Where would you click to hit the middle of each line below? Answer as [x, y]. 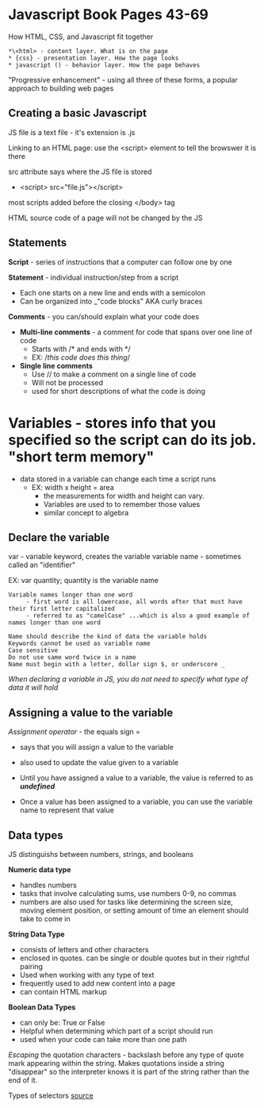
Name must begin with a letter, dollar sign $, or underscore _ [117, 665]
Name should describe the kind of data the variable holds [108, 637]
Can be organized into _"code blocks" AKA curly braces [111, 301]
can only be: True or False [62, 1022]
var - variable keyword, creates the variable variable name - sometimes [125, 557]
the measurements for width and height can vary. [124, 496]
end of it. [23, 1080]
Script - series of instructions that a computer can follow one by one [120, 262]
